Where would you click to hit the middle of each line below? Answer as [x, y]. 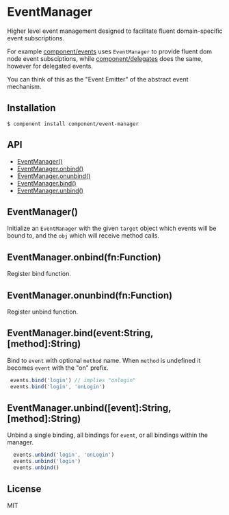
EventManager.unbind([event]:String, [89, 408]
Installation [31, 108]
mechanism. [24, 86]
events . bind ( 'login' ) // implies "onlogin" [73, 380]
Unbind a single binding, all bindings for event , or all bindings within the [108, 435]
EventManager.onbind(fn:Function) [84, 257]
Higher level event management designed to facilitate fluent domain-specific [115, 31]
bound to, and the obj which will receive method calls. [83, 236]
